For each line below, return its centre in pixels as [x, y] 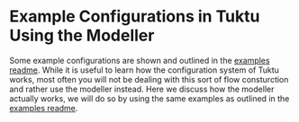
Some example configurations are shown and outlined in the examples [140, 60]
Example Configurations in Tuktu [135, 17]
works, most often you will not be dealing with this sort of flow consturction [149, 79]
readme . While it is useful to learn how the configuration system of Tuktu [144, 70]
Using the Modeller [82, 35]
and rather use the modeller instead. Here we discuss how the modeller [142, 89]
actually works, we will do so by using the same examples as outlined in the [149, 98]
